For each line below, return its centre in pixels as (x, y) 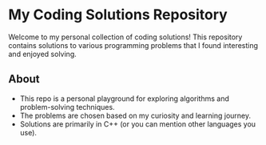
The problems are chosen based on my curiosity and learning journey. (135, 115)
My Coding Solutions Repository (118, 15)
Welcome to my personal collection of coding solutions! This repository (125, 37)
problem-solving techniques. (67, 107)
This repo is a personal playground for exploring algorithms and (124, 99)
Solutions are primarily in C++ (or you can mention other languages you (138, 124)
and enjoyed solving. (43, 54)
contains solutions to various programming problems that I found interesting (133, 45)
